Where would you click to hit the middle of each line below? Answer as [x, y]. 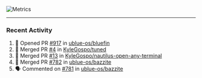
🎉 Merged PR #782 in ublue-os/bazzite [63, 62]
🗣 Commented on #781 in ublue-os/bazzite [69, 69]
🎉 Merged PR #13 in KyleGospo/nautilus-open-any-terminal [88, 56]
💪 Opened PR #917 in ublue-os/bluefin [62, 43]
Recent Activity [29, 30]
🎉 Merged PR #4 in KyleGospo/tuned [60, 49]
